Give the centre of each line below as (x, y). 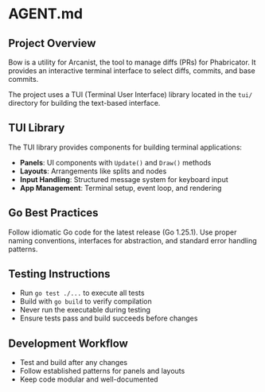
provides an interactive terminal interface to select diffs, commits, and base (132, 71)
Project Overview (52, 43)
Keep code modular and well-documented (89, 379)
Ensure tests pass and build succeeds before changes (109, 318)
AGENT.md (46, 14)
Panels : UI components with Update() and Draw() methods (115, 162)
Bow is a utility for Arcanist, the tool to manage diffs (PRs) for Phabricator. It (132, 62)
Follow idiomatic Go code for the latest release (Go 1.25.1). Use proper (123, 232)
